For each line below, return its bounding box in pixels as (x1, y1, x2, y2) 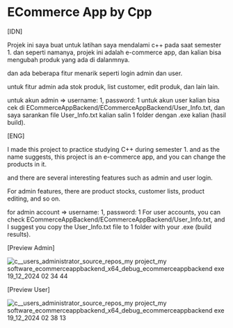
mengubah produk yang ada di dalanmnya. (7, 55, 130, 63)
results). (7, 230, 31, 238)
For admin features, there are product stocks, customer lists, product (7, 187, 205, 195)
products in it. (7, 159, 47, 168)
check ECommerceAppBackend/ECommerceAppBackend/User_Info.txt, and (7, 215, 225, 224)
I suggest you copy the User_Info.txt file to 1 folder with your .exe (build (7, 222, 212, 231)
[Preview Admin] (7, 243, 55, 251)
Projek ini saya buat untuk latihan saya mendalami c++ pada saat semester (7, 40, 221, 49)
